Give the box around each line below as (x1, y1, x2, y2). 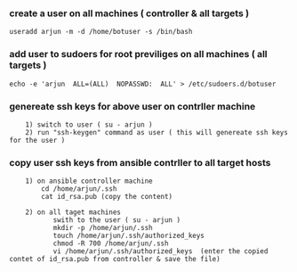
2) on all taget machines (25, 208, 122, 217)
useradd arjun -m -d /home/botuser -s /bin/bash (9, 28, 193, 37)
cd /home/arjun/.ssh (41, 185, 117, 194)
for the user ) (9, 136, 66, 144)
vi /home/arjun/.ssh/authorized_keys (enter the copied (52, 247, 269, 256)
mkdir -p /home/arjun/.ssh (52, 224, 153, 233)
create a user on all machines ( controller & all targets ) (9, 7, 250, 20)
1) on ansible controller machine (25, 177, 153, 185)
